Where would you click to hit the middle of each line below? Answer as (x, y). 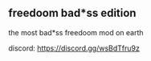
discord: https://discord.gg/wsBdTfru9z (74, 48)
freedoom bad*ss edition (72, 13)
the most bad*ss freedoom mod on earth (76, 32)
